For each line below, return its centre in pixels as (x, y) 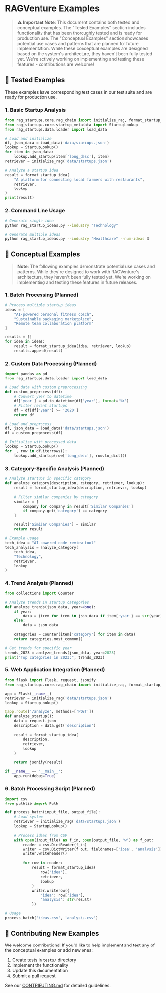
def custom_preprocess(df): (34, 392)
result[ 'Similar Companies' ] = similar (55, 525)
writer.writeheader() (45, 854)
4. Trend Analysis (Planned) (39, 583)
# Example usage (22, 538)
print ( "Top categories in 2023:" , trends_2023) (55, 657)
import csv (16, 799)
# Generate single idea (30, 221)
